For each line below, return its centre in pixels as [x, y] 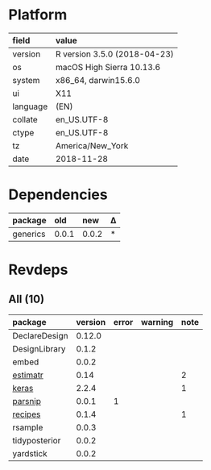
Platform [38, 15]
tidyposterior [37, 440]
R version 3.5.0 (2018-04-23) [115, 54]
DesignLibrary [39, 348]
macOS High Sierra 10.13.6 [108, 67]
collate [25, 119]
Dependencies [58, 195]
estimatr [28, 375]
